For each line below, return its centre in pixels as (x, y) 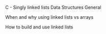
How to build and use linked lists (39, 27)
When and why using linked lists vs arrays (49, 17)
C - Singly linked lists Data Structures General (53, 7)
